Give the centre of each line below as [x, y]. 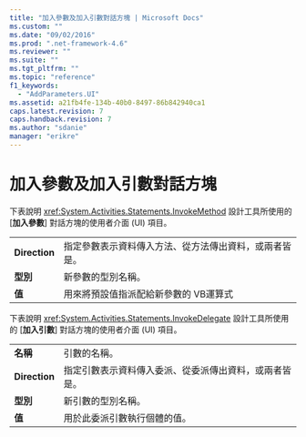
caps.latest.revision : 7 [56, 111]
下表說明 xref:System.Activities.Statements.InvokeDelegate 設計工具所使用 [149, 318]
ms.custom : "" [36, 26]
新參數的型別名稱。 [104, 277]
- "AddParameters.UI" [59, 94]
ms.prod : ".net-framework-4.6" [69, 43]
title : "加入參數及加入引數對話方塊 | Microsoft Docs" [107, 18]
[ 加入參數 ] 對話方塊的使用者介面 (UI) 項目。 [91, 222]
